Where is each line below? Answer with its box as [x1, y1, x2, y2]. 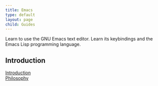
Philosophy [5, 75, 29, 81]
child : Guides [5, 21, 36, 27]
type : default [5, 12, 36, 17]
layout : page [5, 17, 33, 22]
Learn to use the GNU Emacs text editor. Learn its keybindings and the [5, 36, 153, 42]
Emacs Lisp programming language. [5, 41, 81, 48]
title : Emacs [5, 7, 33, 13]
